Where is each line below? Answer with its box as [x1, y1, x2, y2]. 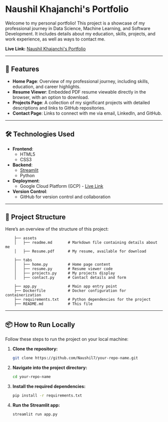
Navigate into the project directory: [12, 364, 87, 371]
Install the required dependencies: [12, 383, 86, 389]
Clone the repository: [12, 346, 58, 352]
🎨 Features [5, 65, 39, 74]
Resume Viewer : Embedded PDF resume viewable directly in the [12, 89, 146, 95]
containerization [5, 293, 41, 298]
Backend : [12, 162, 33, 168]
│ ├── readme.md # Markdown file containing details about [14, 240, 157, 245]
